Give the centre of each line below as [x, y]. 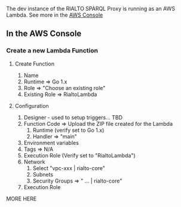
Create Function [35, 64]
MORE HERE [22, 199]
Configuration [32, 106]
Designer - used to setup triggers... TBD [73, 117]
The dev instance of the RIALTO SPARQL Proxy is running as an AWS [90, 9]
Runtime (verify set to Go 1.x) [68, 130]
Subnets [43, 174]
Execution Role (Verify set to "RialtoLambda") [79, 155]
